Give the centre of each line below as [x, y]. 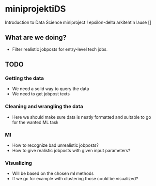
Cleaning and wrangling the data [44, 107]
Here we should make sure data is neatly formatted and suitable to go [81, 117]
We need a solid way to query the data [50, 89]
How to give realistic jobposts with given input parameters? [71, 151]
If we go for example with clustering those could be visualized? [75, 179]
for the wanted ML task [35, 122]
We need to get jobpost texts [41, 94]
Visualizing [19, 163]
